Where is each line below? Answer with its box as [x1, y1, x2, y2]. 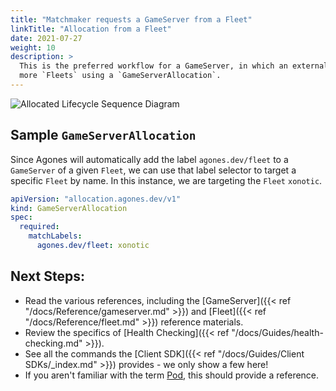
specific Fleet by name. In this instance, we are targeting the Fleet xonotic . [10, 174, 323, 186]
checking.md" [24, 337, 83, 349]
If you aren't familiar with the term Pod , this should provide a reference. [24, 369, 320, 381]
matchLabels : [28, 231, 83, 241]
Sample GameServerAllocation [10, 127, 197, 144]
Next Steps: [10, 268, 85, 285]
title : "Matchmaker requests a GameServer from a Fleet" [10, 14, 253, 25]
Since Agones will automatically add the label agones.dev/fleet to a [10, 153, 289, 165]
